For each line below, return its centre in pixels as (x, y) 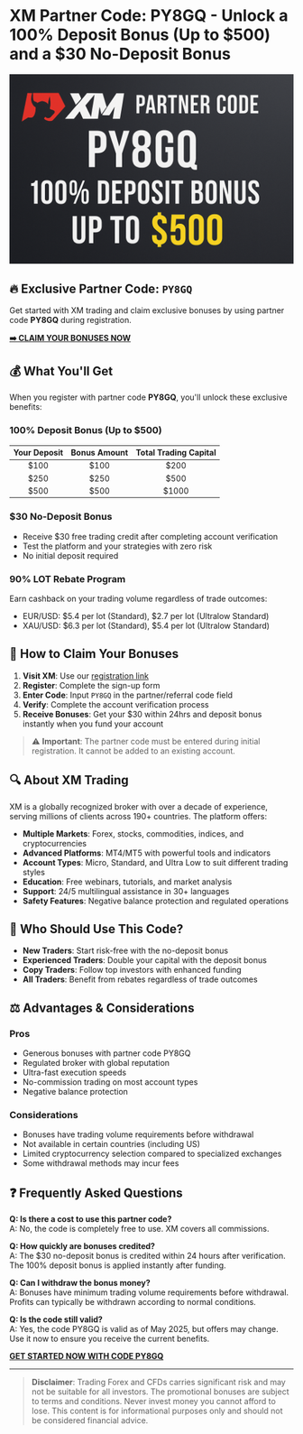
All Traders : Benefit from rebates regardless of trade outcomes (140, 979)
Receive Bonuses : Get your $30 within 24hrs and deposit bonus (142, 714)
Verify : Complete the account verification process (115, 704)
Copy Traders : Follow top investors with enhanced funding (132, 970)
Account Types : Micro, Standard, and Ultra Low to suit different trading (155, 862)
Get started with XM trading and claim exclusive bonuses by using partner (147, 310)
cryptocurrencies (55, 843)
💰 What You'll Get (61, 371)
